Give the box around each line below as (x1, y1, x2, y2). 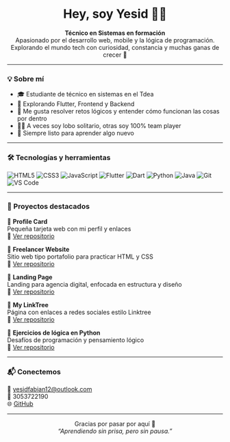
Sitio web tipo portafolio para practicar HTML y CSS (7, 252, 154, 261)
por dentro (16, 114, 47, 122)
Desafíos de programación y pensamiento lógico (7, 335, 144, 344)
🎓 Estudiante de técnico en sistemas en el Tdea (16, 90, 154, 99)
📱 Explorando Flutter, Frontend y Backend (16, 100, 135, 108)
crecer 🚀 (103, 51, 127, 59)
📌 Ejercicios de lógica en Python (7, 328, 101, 337)
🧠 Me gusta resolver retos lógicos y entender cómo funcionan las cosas (16, 107, 220, 116)
